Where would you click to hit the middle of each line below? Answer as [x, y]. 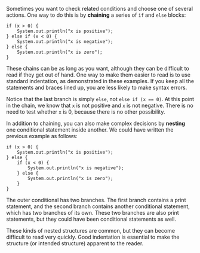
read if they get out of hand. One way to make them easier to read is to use [99, 75]
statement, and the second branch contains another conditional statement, [98, 206]
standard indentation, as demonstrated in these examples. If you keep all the [100, 81]
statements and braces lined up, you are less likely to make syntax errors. [97, 87]
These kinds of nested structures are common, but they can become [90, 231]
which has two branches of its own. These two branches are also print [93, 213]
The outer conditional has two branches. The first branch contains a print [96, 200]
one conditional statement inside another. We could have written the [90, 130]
